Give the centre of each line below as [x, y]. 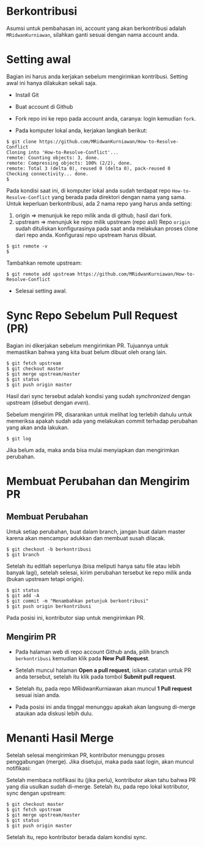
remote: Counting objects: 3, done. [53, 157]
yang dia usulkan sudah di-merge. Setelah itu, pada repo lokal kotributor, [98, 786]
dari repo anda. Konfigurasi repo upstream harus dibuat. [86, 235]
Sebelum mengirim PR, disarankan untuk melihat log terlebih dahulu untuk [99, 414]
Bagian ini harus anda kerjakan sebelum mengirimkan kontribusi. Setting [97, 76]
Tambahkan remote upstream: [44, 263]
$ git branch [23, 555]
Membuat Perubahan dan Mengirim [98, 481]
